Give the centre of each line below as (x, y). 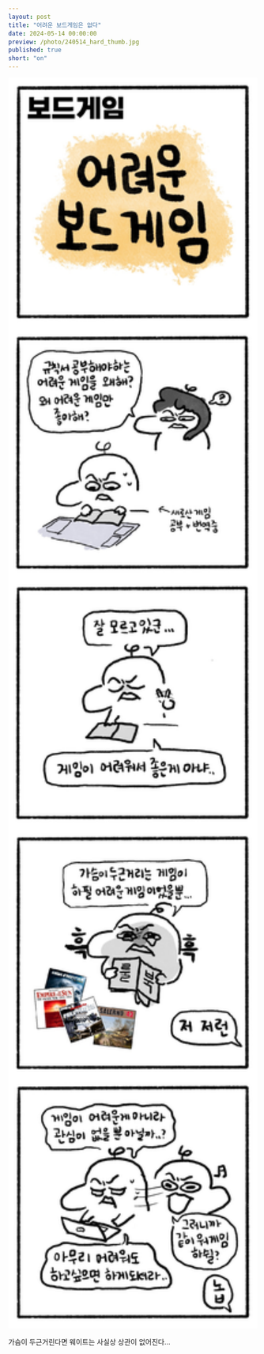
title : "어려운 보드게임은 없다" (55, 25)
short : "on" (28, 59)
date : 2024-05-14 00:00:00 (53, 33)
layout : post (30, 17)
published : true (35, 50)
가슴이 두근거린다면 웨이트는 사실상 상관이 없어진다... (90, 1341)
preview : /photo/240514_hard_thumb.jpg (74, 42)
